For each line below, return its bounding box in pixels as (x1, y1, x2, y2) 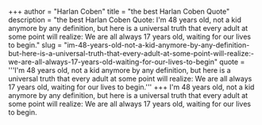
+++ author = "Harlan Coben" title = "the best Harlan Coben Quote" (8, 7, 230, 16)
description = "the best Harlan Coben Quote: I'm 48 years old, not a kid (8, 15, 242, 25)
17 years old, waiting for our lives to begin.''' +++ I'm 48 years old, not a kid (8, 82, 255, 92)
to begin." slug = (8, 40, 62, 50)
